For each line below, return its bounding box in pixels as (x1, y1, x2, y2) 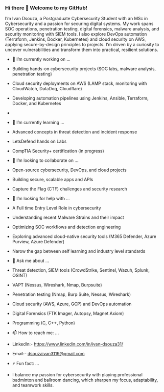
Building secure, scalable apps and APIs (12, 177, 94, 183)
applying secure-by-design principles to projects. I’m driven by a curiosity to (5, 42, 160, 48)
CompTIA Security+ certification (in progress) (12, 148, 104, 154)
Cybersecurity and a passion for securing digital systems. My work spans (5, 21, 154, 26)
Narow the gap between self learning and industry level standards (12, 248, 145, 254)
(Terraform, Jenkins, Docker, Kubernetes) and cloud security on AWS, (5, 36, 146, 42)
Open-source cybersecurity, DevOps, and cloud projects (12, 167, 127, 173)
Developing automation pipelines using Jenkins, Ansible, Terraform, (12, 95, 149, 101)
